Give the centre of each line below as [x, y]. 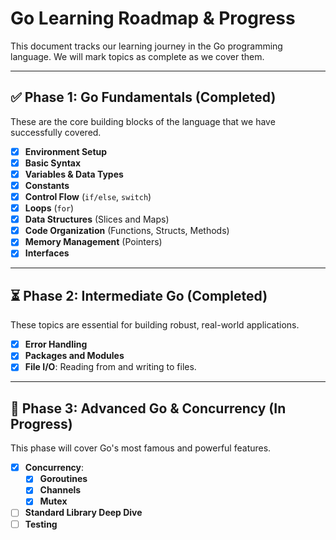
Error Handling [56, 344]
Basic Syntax [53, 163]
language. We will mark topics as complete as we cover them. [137, 56]
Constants [47, 185]
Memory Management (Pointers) [93, 242]
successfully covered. [56, 132]
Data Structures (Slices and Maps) [97, 219]
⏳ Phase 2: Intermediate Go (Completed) [139, 295]
